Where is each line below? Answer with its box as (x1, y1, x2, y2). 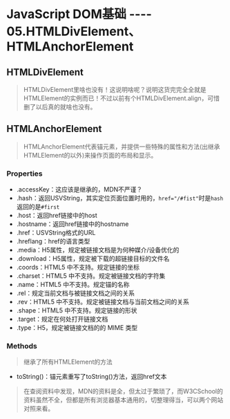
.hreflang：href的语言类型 (16, 237, 90, 245)
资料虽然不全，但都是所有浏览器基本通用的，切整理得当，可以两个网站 (23, 395, 224, 404)
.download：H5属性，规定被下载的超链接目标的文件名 (16, 254, 170, 263)
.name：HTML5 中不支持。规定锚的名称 (16, 281, 130, 289)
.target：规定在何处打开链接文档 (16, 315, 108, 324)
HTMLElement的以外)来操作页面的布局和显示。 (23, 151, 157, 159)
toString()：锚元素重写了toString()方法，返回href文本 (16, 373, 167, 381)
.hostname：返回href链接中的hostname (16, 220, 129, 228)
